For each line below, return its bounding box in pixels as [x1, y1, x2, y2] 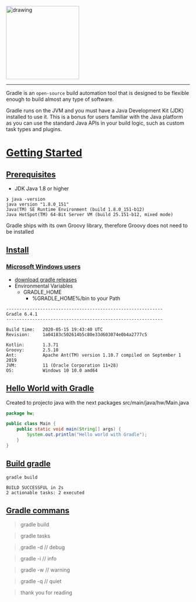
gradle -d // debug [20, 544, 65, 551]
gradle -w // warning [20, 566, 70, 573]
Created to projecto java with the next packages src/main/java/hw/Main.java [6, 399, 190, 406]
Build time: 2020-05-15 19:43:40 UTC [6, 326, 103, 333]
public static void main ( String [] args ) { [16, 426, 121, 432]
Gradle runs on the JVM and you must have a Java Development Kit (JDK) [6, 107, 184, 114]
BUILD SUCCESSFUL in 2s [6, 484, 64, 491]
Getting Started [6, 146, 83, 160]
